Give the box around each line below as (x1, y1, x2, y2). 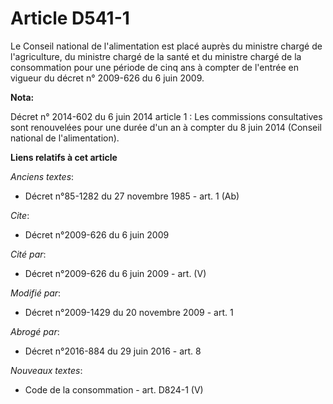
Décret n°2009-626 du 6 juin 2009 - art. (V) (24, 267, 207, 279)
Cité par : (10, 248, 47, 260)
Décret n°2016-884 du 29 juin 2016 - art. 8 (24, 345, 202, 357)
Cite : (10, 209, 30, 221)
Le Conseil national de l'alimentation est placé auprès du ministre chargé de (10, 40, 323, 52)
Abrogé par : (10, 325, 60, 337)
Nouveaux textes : (10, 364, 83, 376)
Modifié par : (10, 287, 62, 299)
